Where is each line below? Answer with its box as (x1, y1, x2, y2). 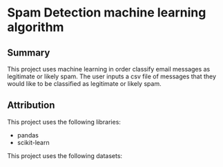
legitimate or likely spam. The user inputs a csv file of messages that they (7, 72, 216, 80)
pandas (17, 131, 39, 139)
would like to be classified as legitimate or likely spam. (7, 80, 162, 87)
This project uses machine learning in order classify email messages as (7, 65, 211, 73)
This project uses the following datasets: (7, 151, 123, 159)
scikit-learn (17, 138, 50, 146)
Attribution (7, 100, 55, 111)
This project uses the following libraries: (7, 118, 121, 126)
